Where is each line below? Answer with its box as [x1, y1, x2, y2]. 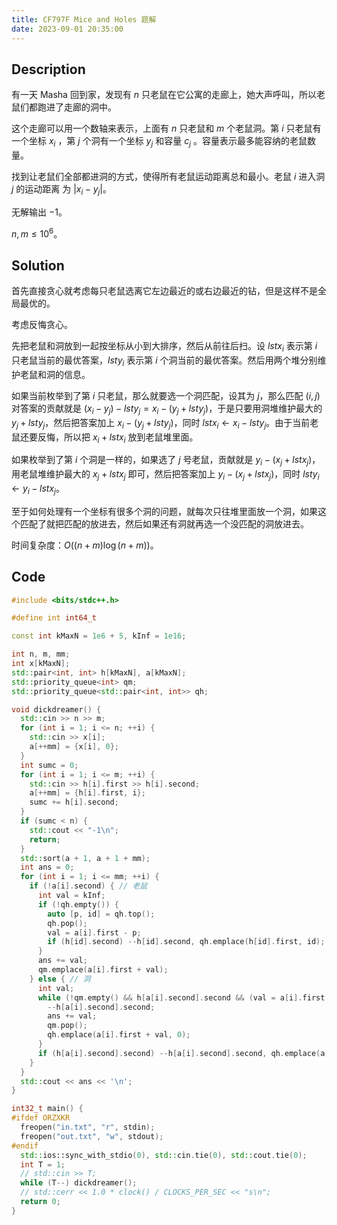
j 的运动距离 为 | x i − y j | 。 [11, 183, 112, 197]
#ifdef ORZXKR [11, 1113, 71, 1123]
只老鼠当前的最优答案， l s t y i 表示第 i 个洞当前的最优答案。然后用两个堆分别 [11, 354, 318, 368]
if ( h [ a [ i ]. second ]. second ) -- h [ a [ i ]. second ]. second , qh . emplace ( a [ [37, 1048, 330, 1058]
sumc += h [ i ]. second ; [29, 797, 119, 808]
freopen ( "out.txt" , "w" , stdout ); [20, 1131, 164, 1141]
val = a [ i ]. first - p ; [47, 927, 142, 938]
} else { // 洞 [29, 974, 91, 984]
